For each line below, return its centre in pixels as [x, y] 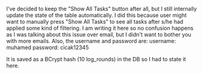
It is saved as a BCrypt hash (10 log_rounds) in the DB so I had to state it [96, 59]
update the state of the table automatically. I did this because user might [96, 15]
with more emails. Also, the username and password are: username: [91, 41]
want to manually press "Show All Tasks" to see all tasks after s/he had [95, 22]
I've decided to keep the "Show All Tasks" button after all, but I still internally [101, 9]
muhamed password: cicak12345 [48, 47]
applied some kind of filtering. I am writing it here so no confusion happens [100, 28]
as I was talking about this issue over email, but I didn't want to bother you [99, 35]
